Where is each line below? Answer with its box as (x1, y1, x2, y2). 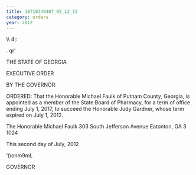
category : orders (6, 14, 49, 20)
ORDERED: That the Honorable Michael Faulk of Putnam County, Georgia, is (6, 93, 190, 100)
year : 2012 (6, 19, 33, 25)
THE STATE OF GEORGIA (6, 58, 67, 65)
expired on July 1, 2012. (6, 111, 64, 118)
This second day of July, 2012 (6, 141, 79, 148)
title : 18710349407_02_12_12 (6, 8, 78, 15)
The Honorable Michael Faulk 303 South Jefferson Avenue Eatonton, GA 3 (6, 123, 187, 130)
